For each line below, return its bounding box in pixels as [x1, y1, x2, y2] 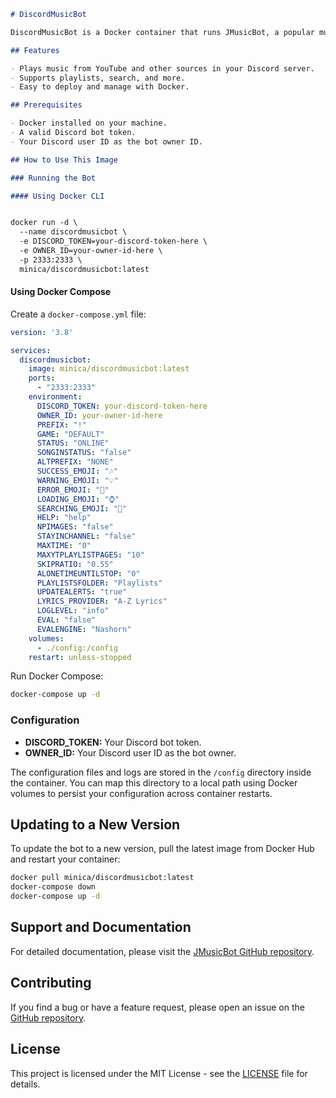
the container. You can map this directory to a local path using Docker [10, 776, 298, 789]
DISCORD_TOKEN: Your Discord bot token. [24, 736, 202, 748]
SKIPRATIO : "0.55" [36, 559, 114, 569]
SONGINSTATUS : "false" [36, 448, 132, 458]
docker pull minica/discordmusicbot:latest [10, 873, 195, 883]
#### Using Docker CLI [10, 191, 105, 201]
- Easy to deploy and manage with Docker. [10, 82, 190, 92]
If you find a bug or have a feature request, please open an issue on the [10, 1001, 305, 1013]
